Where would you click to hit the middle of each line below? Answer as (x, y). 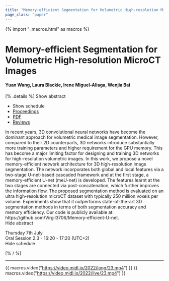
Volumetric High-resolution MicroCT (83, 60)
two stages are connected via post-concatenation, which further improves (82, 185)
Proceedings (26, 111)
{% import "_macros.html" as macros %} (47, 29)
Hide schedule (20, 243)
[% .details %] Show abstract (35, 96)
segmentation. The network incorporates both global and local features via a (84, 169)
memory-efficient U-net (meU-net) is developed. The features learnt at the (82, 180)
